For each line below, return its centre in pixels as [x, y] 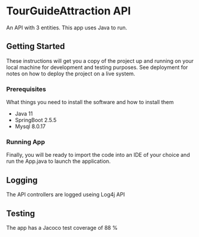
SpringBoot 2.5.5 [36, 120]
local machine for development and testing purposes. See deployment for [97, 67]
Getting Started [36, 46]
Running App [25, 142]
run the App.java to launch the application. [58, 161]
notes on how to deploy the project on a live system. [71, 74]
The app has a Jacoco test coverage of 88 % [62, 227]
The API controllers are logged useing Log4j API [66, 195]
